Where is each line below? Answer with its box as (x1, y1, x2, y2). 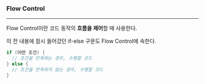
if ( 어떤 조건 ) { (6, 50, 46, 56)
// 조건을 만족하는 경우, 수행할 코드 (12, 55, 93, 61)
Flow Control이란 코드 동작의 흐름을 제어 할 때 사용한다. (6, 24, 137, 32)
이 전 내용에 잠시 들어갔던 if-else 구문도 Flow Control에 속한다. (6, 38, 157, 45)
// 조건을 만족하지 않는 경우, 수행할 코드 (12, 66, 104, 72)
